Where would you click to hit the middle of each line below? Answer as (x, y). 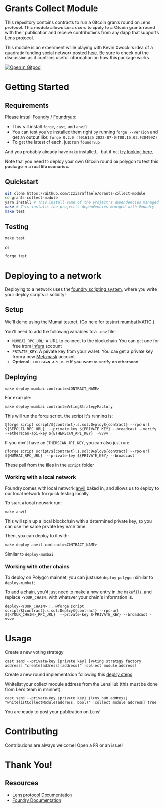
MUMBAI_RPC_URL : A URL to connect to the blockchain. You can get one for (85, 341)
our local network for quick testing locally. (47, 493)
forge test (16, 256)
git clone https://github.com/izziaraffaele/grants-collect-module (75, 193)
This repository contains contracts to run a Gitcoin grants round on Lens (78, 22)
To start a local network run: (34, 503)
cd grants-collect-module (31, 198)
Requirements (27, 105)
